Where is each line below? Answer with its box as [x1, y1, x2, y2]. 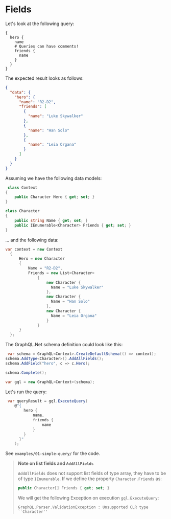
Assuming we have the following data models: [5, 175, 102, 181]
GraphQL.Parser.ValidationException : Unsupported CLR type [17, 505, 149, 510]
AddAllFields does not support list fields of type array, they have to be [17, 470, 166, 477]
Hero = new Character [18, 256, 65, 261]
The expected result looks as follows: [5, 75, 84, 81]
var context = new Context [5, 246, 63, 252]
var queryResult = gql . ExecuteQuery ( [7, 398, 88, 403]
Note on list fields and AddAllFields [17, 460, 94, 466]
